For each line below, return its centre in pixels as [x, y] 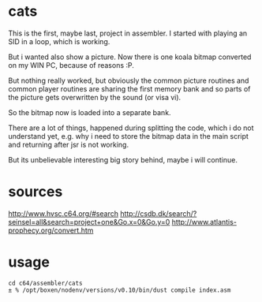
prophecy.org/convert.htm [51, 230]
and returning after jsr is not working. [68, 144]
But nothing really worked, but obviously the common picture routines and [129, 80]
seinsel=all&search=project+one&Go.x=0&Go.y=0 [89, 222]
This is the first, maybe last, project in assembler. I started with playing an [128, 33]
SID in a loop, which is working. [59, 41]
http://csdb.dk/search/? [158, 213]
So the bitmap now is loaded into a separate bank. [90, 112]
